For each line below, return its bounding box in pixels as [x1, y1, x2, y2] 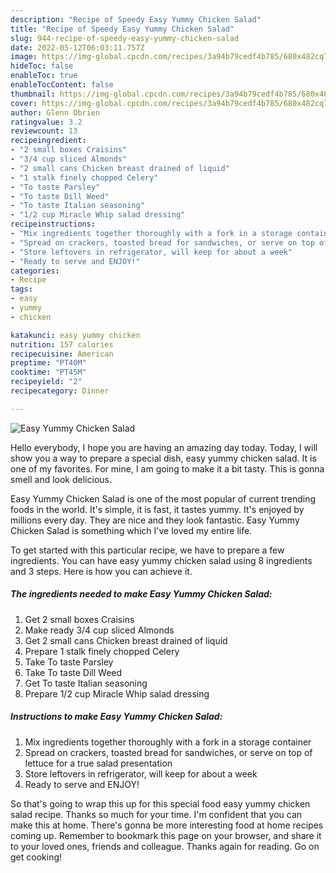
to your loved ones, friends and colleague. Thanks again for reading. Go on [10, 840, 320, 852]
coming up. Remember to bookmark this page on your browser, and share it [10, 829, 322, 841]
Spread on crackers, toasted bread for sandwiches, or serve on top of [24, 746, 313, 758]
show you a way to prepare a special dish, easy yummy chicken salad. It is [10, 452, 317, 464]
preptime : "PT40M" [10, 358, 87, 368]
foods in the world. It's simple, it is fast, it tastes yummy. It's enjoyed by [10, 503, 305, 515]
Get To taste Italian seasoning [24, 677, 148, 689]
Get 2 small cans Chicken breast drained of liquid [24, 634, 228, 646]
